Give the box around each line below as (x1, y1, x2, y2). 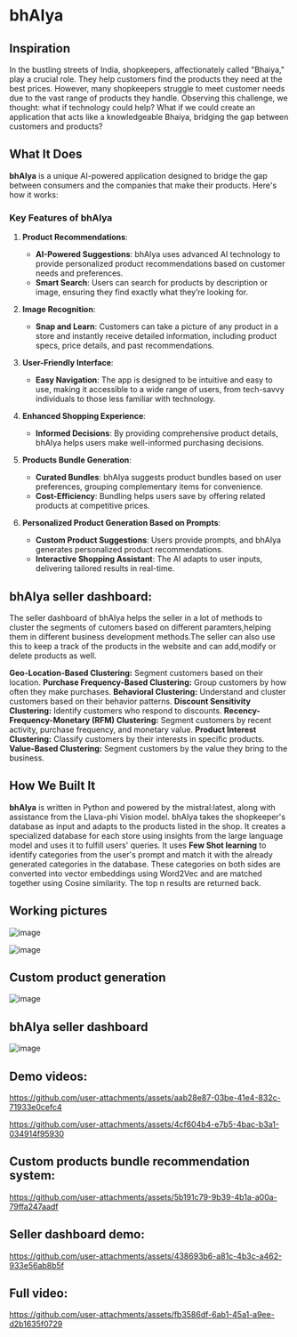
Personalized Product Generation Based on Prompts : (21, 518, 221, 528)
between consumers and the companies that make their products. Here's (9, 180, 277, 190)
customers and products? (9, 121, 104, 132)
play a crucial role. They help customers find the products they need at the (9, 74, 283, 85)
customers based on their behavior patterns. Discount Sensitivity (9, 696, 252, 706)
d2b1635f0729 (9, 1318, 63, 1330)
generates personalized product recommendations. (35, 544, 224, 555)
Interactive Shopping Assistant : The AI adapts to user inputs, (35, 553, 263, 565)
